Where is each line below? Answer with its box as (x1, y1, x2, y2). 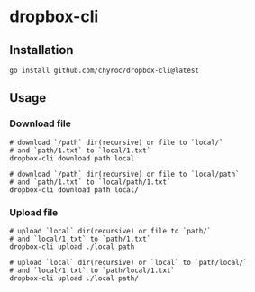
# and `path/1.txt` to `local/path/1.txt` (9, 178, 171, 187)
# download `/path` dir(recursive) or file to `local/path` (9, 169, 241, 178)
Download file (9, 117, 72, 130)
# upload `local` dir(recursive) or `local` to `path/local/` (9, 258, 248, 267)
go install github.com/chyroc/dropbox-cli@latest (9, 66, 200, 75)
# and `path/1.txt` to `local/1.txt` (9, 146, 151, 155)
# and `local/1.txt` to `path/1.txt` (9, 234, 151, 243)
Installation (9, 42, 74, 58)
